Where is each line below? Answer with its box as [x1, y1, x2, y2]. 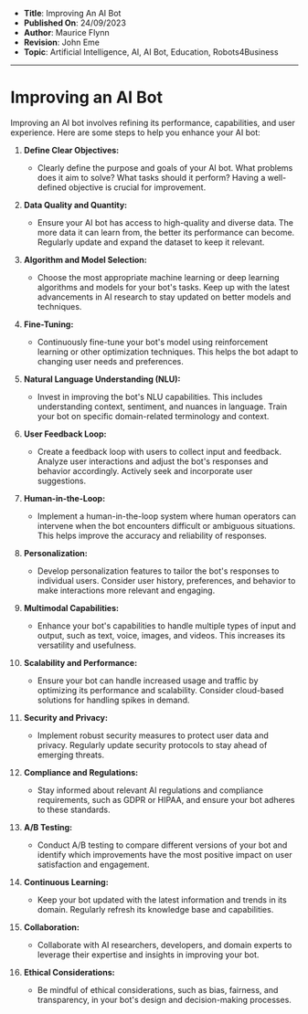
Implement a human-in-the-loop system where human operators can [37, 511, 296, 522]
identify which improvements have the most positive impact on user [37, 849, 292, 860]
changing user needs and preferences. [37, 355, 184, 366]
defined [37, 182, 67, 193]
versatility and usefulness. [37, 639, 136, 650]
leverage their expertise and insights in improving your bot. [37, 949, 260, 960]
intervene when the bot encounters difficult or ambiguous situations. [37, 520, 296, 531]
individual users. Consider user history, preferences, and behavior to [37, 575, 296, 586]
